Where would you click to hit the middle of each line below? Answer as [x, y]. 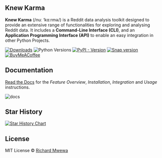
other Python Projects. [27, 40]
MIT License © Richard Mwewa [36, 151]
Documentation [29, 70]
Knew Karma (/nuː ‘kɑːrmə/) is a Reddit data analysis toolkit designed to [77, 19]
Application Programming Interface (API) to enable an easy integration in [79, 35]
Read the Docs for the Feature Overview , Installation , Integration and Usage [81, 82]
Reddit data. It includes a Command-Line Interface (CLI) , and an [70, 30]
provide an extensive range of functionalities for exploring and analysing [78, 25]
